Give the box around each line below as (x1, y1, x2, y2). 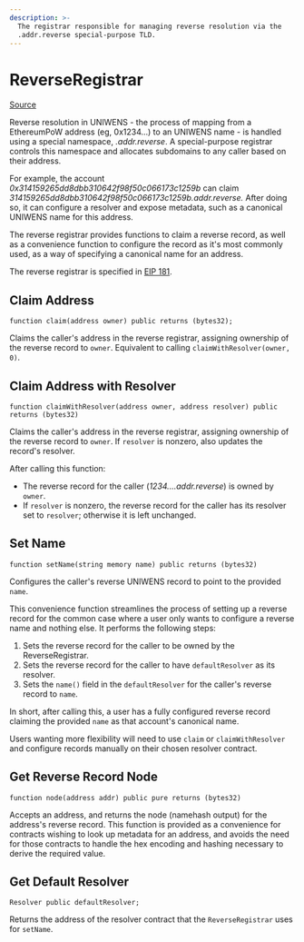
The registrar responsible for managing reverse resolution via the (17, 22, 282, 31)
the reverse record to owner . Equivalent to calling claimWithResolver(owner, (9, 342, 290, 353)
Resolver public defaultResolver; (9, 898, 141, 907)
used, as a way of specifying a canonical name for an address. (9, 249, 243, 260)
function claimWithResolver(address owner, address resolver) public (9, 402, 279, 412)
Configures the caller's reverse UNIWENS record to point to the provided (9, 576, 281, 587)
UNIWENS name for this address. (9, 212, 133, 223)
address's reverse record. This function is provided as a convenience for (9, 818, 281, 829)
